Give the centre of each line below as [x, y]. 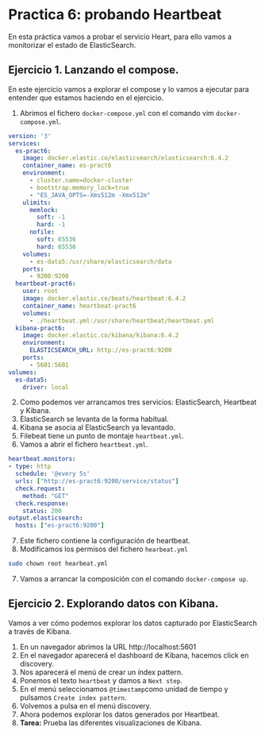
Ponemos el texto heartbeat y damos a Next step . [101, 680]
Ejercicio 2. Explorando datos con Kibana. [113, 604]
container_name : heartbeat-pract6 [79, 306]
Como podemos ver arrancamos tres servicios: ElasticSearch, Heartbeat [138, 402]
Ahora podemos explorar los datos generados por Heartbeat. [119, 714]
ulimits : [37, 203]
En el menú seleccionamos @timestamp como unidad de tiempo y [124, 689]
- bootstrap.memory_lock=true [79, 187]
